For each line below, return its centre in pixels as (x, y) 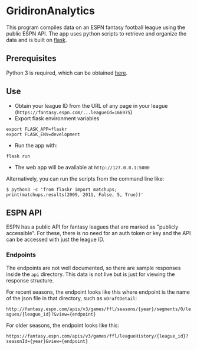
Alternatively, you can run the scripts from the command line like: (85, 178)
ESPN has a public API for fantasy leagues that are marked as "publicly (92, 227)
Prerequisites (31, 58)
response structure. (30, 280)
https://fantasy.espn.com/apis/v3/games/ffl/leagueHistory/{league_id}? (97, 336)
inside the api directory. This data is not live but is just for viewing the (91, 274)
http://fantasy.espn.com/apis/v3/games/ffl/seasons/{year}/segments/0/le (99, 309)
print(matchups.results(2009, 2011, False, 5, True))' (75, 195)
